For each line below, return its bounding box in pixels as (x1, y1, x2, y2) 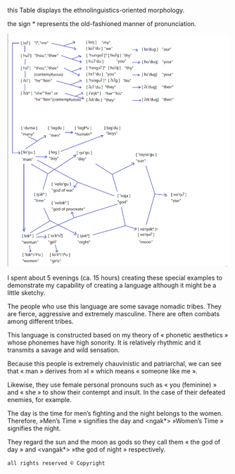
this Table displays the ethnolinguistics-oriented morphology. (7, 6, 185, 14)
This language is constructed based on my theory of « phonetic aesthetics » (7, 331, 229, 339)
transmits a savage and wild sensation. (7, 346, 120, 354)
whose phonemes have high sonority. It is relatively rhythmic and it (7, 338, 201, 347)
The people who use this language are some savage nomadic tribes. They (7, 302, 222, 311)
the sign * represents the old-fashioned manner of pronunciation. (7, 20, 197, 27)
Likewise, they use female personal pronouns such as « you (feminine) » (7, 380, 217, 389)
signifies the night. (7, 424, 61, 432)
